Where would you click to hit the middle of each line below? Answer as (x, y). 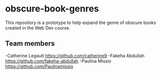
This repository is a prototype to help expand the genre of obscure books (81, 22)
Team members (30, 44)
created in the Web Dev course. (38, 27)
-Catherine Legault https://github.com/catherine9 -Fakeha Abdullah (75, 55)
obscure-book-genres (52, 9)
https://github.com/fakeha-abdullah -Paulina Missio (58, 61)
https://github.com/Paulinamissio (39, 66)
